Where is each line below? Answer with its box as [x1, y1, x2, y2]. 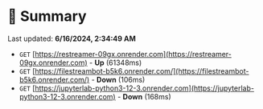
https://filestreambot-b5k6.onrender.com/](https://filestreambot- [35, 66, 249, 75]
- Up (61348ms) [88, 58, 142, 67]
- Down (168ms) [117, 91, 172, 101]
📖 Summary [7, 7, 87, 26]
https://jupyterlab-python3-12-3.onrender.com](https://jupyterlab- [35, 83, 255, 93]
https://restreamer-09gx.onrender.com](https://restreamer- [35, 49, 232, 59]
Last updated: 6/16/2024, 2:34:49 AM [7, 34, 136, 43]
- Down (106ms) [91, 75, 146, 84]
